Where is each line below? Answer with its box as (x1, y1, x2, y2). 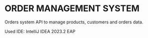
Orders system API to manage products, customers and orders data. (4, 19, 144, 25)
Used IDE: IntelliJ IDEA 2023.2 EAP (4, 28, 76, 34)
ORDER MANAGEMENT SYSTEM (4, 3, 140, 14)
